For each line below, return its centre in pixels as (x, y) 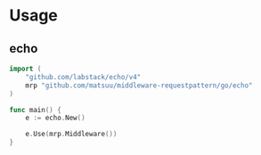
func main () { (36, 110)
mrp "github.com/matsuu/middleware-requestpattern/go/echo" (139, 86)
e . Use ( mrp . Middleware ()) (71, 135)
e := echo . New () (56, 118)
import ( (25, 69)
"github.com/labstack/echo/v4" (83, 77)
